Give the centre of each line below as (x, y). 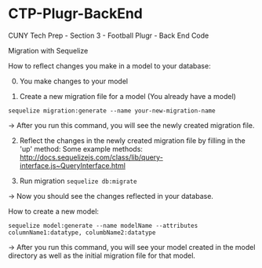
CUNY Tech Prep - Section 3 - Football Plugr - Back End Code (109, 35)
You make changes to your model (73, 81)
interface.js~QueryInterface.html (72, 165)
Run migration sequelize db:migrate (78, 181)
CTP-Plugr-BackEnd (75, 14)
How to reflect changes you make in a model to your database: (109, 66)
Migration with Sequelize (48, 50)
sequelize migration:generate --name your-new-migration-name (112, 111)
